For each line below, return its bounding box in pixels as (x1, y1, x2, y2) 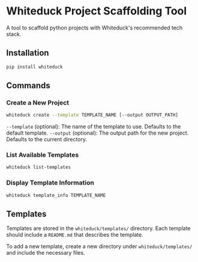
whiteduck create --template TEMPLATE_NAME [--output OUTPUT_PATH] (6, 112, 179, 118)
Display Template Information (6, 178, 94, 187)
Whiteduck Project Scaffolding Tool (6, 4, 187, 18)
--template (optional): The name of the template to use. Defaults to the (6, 123, 181, 130)
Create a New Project (6, 98, 70, 106)
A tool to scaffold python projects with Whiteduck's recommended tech (6, 24, 183, 31)
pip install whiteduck (6, 64, 63, 70)
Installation (6, 48, 49, 58)
